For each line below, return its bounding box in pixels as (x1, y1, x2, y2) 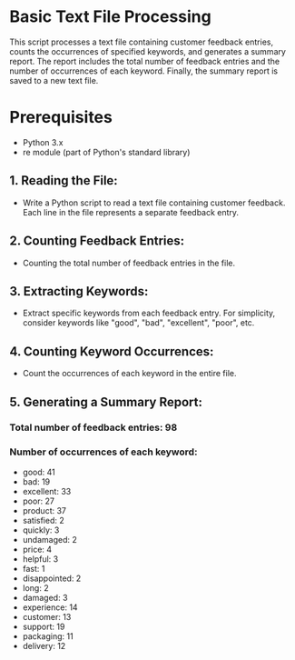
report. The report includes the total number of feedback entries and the (9, 55, 280, 66)
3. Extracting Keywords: (9, 284, 149, 299)
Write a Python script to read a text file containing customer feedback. (22, 197, 286, 208)
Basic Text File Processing (9, 6, 211, 27)
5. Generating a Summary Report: (9, 394, 202, 410)
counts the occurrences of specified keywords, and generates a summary (9, 45, 286, 56)
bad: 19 (22, 475, 51, 487)
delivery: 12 (22, 640, 66, 651)
